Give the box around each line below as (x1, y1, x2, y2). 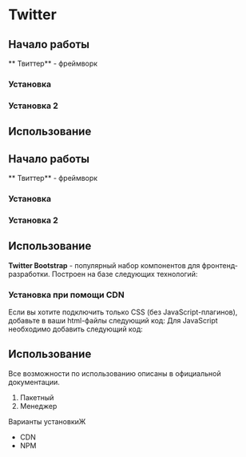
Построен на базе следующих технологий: (51, 269, 198, 279)
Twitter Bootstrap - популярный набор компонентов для (8, 260, 200, 270)
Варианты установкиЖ (8, 416, 86, 426)
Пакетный (19, 392, 54, 402)
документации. (8, 377, 60, 387)
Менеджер (19, 401, 58, 411)
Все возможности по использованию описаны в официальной (8, 368, 221, 378)
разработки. (8, 269, 50, 279)
